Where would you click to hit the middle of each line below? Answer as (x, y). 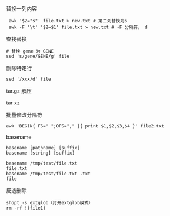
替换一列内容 (21, 9)
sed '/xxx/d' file (29, 79)
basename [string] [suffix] (41, 153)
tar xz (13, 103)
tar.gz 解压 (19, 91)
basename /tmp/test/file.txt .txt (49, 174)
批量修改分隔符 (24, 115)
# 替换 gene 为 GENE (30, 51)
